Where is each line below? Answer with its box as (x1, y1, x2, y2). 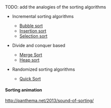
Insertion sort (19, 28, 47, 33)
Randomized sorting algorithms (12, 66, 75, 72)
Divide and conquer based (12, 43, 66, 48)
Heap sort (19, 57, 40, 62)
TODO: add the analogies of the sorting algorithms (5, 4, 106, 10)
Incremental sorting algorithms (12, 14, 74, 19)
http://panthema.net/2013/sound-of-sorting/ (5, 98, 94, 104)
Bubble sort (19, 23, 43, 29)
